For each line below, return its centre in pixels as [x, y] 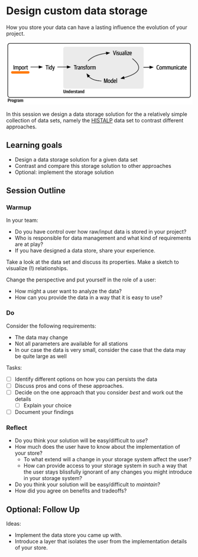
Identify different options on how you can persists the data [86, 379]
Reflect [17, 428]
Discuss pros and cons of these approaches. [69, 386]
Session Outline [36, 190]
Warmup [19, 207]
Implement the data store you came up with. [68, 535]
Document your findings [44, 412]
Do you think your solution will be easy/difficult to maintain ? [87, 485]
